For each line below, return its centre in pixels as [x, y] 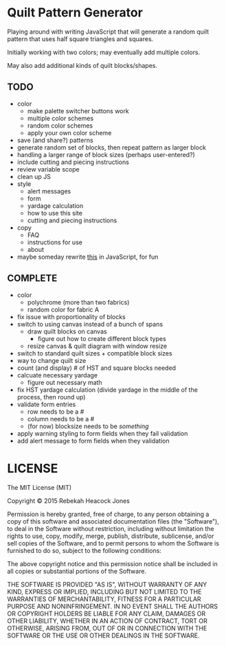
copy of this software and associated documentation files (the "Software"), [113, 521]
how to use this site [55, 213]
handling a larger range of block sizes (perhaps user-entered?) [106, 154]
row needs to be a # [56, 411]
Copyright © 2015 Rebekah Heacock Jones [69, 501]
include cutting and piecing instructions [73, 162]
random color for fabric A [63, 309]
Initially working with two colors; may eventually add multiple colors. [104, 52]
